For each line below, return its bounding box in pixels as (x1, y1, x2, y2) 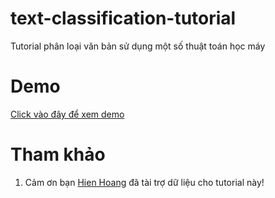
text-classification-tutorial (10, 7, 237, 30)
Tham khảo (10, 143, 106, 166)
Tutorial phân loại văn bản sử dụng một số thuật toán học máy (10, 40, 266, 52)
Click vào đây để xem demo (10, 108, 125, 120)
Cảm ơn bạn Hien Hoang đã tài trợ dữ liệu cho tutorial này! (24, 176, 265, 188)
